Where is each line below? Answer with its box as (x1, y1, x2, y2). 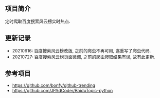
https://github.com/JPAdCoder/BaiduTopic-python (12, 88, 113, 94)
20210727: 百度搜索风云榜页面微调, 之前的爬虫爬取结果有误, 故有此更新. (12, 54, 156, 60)
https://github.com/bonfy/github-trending (12, 82, 96, 88)
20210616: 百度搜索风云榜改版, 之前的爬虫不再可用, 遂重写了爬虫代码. (12, 48, 151, 53)
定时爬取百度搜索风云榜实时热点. (5, 18, 71, 24)
